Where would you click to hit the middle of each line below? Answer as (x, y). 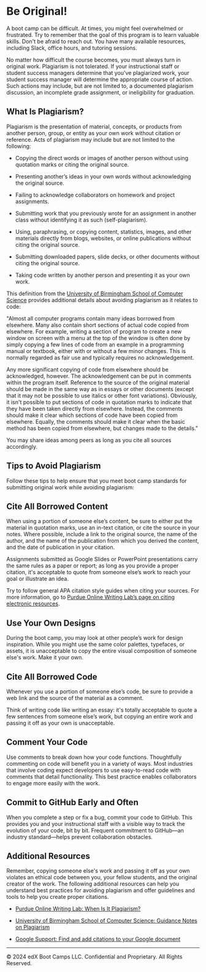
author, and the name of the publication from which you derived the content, (103, 541)
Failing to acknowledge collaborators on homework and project (95, 195)
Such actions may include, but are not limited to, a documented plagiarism (100, 86)
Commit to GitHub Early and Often (73, 803)
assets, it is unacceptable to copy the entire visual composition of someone (102, 651)
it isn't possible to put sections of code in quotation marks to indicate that (99, 402)
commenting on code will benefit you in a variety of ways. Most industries (100, 763)
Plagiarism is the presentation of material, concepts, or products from (94, 126)
